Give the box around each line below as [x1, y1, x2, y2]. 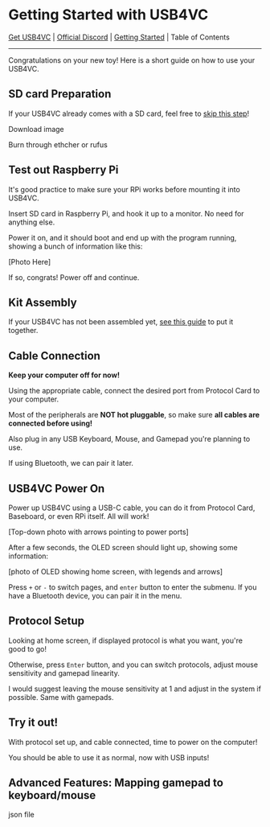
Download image [8, 124, 64, 134]
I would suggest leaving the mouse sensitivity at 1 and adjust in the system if [8, 684, 261, 693]
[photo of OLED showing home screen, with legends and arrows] [8, 567, 223, 576]
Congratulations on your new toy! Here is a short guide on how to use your [8, 55, 256, 65]
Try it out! [8, 716, 59, 730]
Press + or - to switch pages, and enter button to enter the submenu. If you [8, 582, 257, 592]
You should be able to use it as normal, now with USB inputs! [8, 752, 210, 762]
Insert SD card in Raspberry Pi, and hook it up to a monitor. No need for [8, 208, 244, 218]
